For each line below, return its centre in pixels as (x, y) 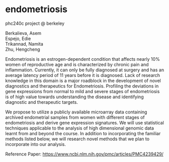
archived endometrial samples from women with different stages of (75, 117)
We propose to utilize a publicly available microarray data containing (76, 112)
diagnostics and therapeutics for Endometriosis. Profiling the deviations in (82, 86)
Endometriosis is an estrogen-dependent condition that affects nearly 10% (83, 59)
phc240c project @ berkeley (35, 23)
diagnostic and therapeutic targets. (42, 102)
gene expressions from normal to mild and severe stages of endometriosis (82, 91)
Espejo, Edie (18, 38)
